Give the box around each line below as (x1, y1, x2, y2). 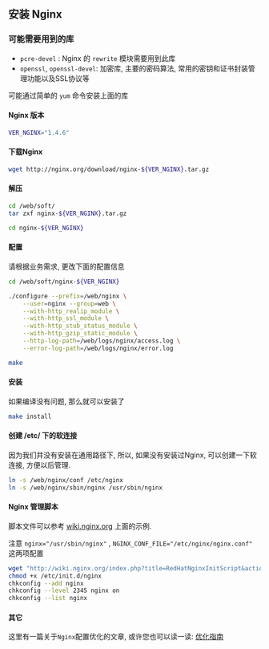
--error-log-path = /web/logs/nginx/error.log (22, 344, 174, 352)
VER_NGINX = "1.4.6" (8, 128, 70, 136)
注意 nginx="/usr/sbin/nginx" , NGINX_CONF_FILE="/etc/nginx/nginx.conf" (8, 538, 253, 548)
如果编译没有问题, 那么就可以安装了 (8, 396, 125, 406)
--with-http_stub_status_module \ (22, 322, 138, 331)
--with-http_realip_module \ (22, 307, 120, 315)
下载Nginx (8, 147, 43, 156)
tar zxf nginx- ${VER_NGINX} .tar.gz (8, 209, 127, 217)
